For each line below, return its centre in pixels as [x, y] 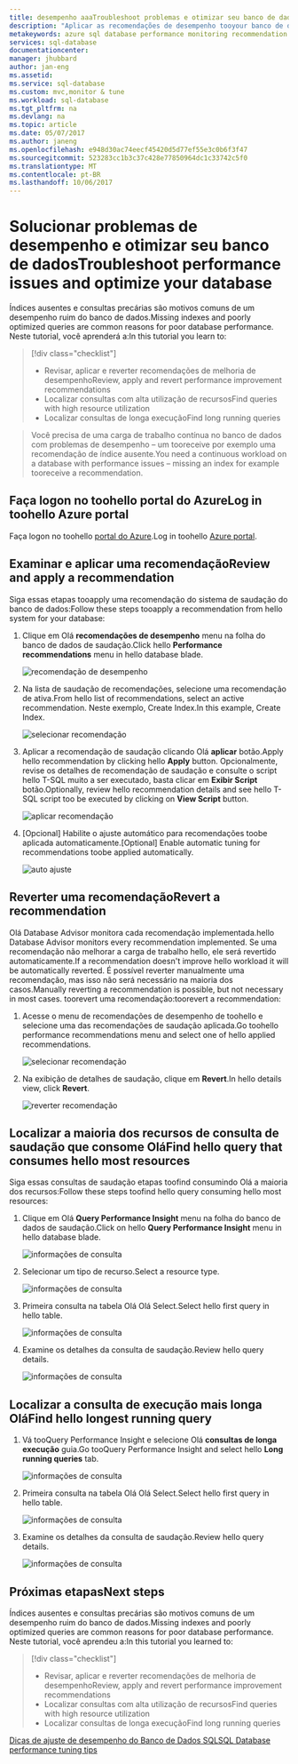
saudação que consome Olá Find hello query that [146, 1147]
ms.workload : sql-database [59, 100]
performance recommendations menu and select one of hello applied [149, 1034]
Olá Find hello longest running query [111, 1418]
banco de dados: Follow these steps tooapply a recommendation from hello [146, 609]
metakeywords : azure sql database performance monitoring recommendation [149, 34]
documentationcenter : [49, 51]
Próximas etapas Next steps [87, 1592]
